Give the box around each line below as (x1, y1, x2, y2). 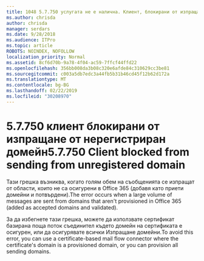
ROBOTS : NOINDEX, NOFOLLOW (6, 48, 75, 55)
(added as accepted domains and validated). (6, 203, 118, 211)
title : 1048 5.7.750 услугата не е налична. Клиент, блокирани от (6, 8, 178, 15)
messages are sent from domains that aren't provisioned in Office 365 (6, 197, 182, 205)
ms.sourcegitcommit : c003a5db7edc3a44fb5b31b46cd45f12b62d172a (6, 71, 170, 77)
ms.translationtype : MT (6, 76, 67, 82)
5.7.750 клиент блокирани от (6, 119, 160, 133)
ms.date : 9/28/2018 (6, 31, 56, 38)
